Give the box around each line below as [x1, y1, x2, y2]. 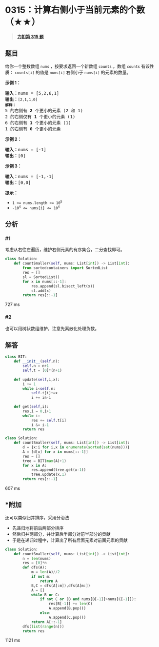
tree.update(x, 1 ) [31, 472, 67, 477]
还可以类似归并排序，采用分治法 [5, 514, 69, 520]
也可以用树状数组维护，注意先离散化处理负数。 [5, 325, 99, 331]
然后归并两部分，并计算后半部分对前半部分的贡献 [12, 531, 111, 537]
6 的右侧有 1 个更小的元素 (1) [5, 120, 71, 125]
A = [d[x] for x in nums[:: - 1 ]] [22, 449, 89, 454]
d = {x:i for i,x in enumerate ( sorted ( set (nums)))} [22, 445, 130, 450]
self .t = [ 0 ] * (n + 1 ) [22, 368, 62, 373]
